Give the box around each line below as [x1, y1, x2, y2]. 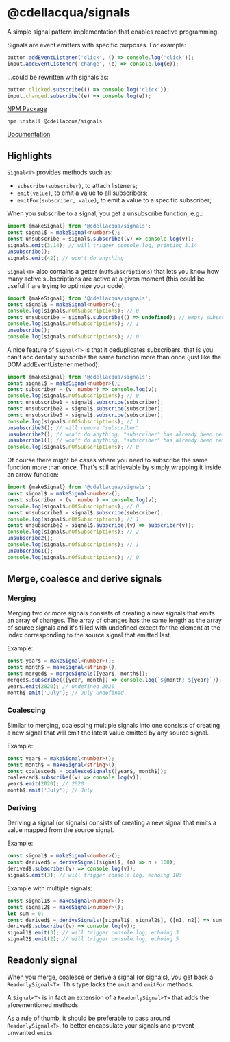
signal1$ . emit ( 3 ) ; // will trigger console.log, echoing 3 [7, 929, 179, 936]
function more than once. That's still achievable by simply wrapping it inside [7, 463, 222, 471]
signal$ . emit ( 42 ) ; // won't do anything [7, 254, 125, 261]
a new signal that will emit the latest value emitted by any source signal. [7, 729, 209, 737]
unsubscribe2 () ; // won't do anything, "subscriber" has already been [7, 431, 213, 438]
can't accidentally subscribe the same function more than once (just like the [7, 353, 222, 361]
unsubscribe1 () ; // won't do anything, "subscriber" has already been [7, 437, 213, 444]
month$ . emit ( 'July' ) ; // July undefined [7, 689, 125, 696]
